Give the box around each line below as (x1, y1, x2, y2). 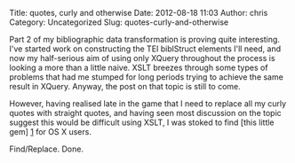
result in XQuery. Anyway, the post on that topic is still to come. (9, 81, 242, 91)
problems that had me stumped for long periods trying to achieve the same (9, 72, 284, 82)
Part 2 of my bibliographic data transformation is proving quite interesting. (9, 35, 280, 44)
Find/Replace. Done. (9, 144, 84, 154)
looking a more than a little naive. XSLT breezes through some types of (9, 62, 268, 73)
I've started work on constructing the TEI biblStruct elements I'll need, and (9, 43, 282, 54)
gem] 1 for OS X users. (9, 127, 92, 136)
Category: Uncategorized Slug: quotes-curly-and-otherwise (9, 17, 229, 27)
